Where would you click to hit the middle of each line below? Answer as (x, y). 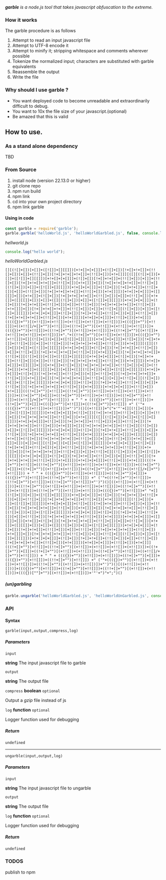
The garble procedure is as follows (41, 31)
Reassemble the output (36, 72)
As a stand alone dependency (41, 146)
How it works (21, 20)
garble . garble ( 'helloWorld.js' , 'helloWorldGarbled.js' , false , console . (83, 233)
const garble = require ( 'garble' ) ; (42, 229)
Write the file (25, 77)
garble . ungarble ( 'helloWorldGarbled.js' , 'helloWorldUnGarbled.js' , (77, 596)
